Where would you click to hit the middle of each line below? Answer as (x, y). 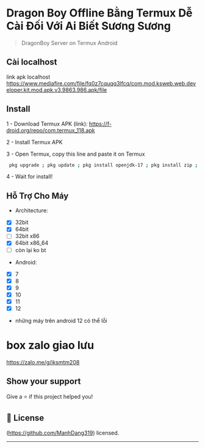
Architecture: (31, 211)
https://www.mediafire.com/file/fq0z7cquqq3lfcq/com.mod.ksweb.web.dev (101, 83)
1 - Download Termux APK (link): (47, 124)
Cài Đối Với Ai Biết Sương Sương (88, 26)
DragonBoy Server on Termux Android (69, 43)
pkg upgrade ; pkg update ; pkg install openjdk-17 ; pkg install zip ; (103, 165)
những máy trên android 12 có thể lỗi (61, 320)
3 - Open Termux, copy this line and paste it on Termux (76, 154)
